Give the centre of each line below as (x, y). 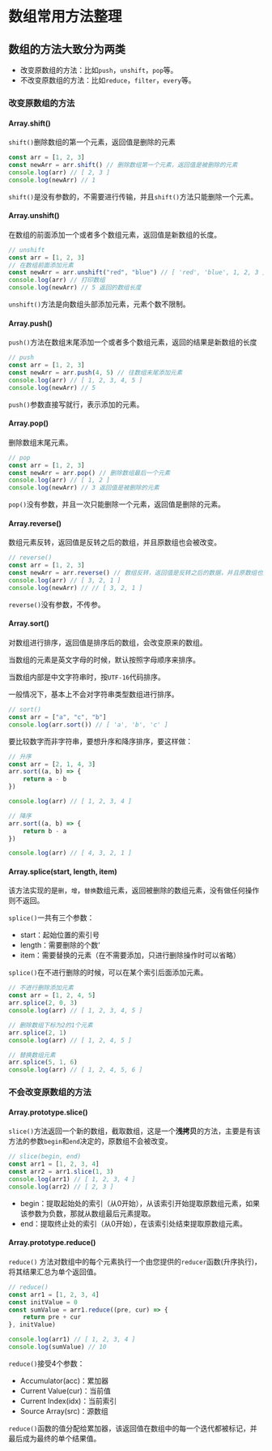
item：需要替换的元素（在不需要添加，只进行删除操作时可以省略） (130, 955)
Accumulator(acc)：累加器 (64, 1380)
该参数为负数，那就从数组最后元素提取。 (87, 1213)
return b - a (45, 831)
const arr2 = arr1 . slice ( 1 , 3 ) (61, 1172)
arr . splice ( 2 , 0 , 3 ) (43, 1003)
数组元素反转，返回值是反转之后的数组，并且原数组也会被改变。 (115, 542)
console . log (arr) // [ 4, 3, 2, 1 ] (70, 853)
